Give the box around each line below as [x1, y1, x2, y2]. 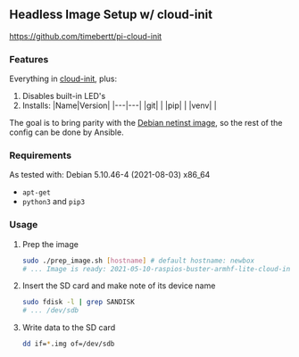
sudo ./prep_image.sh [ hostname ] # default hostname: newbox [21, 256, 255, 265]
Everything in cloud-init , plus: [9, 73, 118, 84]
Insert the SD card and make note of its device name [21, 280, 216, 291]
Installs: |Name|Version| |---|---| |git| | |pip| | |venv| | [21, 100, 217, 111]
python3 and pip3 [21, 196, 86, 207]
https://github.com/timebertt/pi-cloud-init [9, 30, 162, 41]
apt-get [21, 188, 51, 197]
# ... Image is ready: [21, 264, 107, 273]
